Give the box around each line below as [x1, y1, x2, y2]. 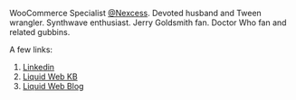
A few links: [9, 44, 53, 55]
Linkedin [22, 62, 55, 72]
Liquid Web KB [22, 71, 79, 82]
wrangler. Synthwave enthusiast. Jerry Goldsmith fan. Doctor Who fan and [9, 17, 287, 28]
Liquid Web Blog [22, 81, 84, 91]
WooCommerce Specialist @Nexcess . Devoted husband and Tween [9, 8, 263, 18]
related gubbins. [9, 27, 71, 37]
